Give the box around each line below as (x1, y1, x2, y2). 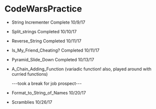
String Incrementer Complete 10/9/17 (11, 19, 86, 25)
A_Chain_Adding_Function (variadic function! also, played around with (11, 66, 152, 72)
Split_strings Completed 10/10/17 (11, 28, 77, 34)
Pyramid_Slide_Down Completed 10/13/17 (11, 56, 94, 62)
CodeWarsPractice (4, 3, 82, 14)
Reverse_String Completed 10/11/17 (11, 38, 82, 44)
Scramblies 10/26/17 (11, 99, 52, 105)
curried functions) (11, 71, 48, 77)
